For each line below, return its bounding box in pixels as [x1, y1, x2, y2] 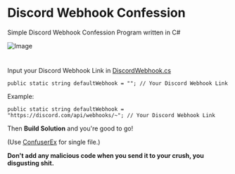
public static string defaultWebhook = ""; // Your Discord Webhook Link [7, 80, 229, 87]
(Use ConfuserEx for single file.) [7, 138, 101, 147]
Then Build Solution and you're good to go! [7, 124, 134, 133]
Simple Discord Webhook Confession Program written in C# [7, 28, 181, 36]
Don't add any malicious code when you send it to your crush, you [7, 152, 204, 160]
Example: [7, 93, 34, 101]
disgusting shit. [7, 159, 54, 168]
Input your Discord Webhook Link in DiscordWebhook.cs [7, 67, 171, 75]
